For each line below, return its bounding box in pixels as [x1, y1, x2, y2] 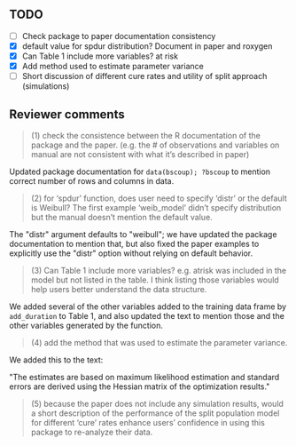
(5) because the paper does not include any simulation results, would [30, 398, 284, 409]
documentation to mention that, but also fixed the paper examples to [9, 238, 260, 249]
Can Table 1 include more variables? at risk [21, 51, 179, 61]
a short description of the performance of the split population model [30, 408, 280, 418]
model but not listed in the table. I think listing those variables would [30, 275, 279, 285]
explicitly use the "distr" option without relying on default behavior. [9, 248, 253, 259]
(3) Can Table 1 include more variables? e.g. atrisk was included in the [30, 265, 287, 275]
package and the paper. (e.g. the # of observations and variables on [30, 139, 280, 150]
